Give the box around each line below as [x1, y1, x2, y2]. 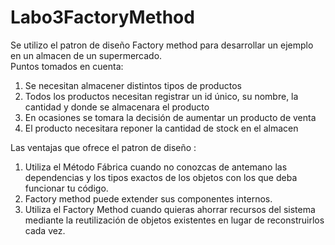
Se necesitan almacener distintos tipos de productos [24, 79, 242, 91]
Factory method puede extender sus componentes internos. [24, 192, 273, 205]
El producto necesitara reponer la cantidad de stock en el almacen [24, 122, 299, 134]
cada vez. [24, 224, 66, 236]
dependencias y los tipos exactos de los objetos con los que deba [24, 171, 298, 183]
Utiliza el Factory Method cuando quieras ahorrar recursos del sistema [24, 203, 316, 215]
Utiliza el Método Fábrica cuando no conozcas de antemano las [24, 161, 288, 173]
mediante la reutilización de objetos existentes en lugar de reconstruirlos [24, 214, 325, 226]
